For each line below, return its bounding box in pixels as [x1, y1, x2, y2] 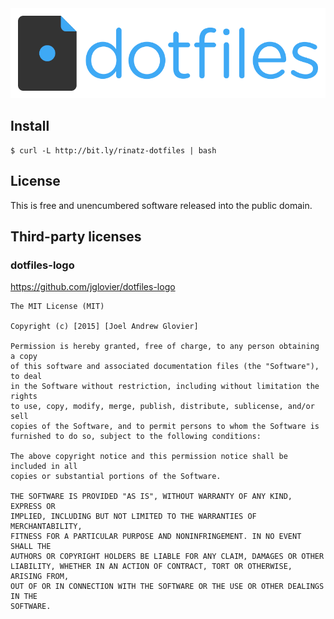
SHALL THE [10, 542, 52, 552]
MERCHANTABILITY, [10, 522, 83, 532]
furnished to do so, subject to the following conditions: [10, 432, 262, 442]
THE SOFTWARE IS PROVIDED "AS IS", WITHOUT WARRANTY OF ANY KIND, [10, 492, 293, 502]
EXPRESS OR [10, 502, 56, 512]
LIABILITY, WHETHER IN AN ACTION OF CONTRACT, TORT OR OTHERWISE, [10, 562, 293, 572]
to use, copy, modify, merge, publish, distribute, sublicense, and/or [10, 402, 315, 412]
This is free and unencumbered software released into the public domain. [10, 199, 313, 211]
